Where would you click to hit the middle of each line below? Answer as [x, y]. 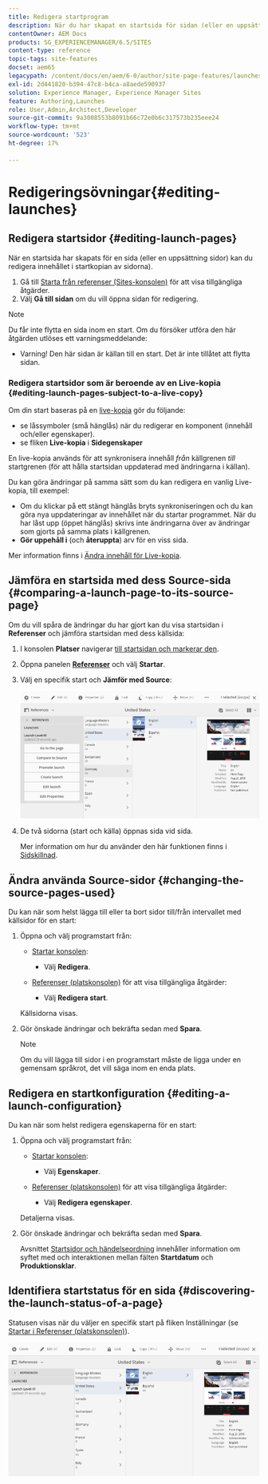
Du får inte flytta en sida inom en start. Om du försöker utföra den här [122, 329]
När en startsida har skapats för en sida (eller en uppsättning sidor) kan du [131, 258]
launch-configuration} [65, 1106]
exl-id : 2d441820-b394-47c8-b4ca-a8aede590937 [87, 84]
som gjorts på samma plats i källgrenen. [85, 531]
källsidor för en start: [43, 921]
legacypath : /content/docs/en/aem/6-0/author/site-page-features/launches [135, 76]
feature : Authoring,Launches [57, 101]
